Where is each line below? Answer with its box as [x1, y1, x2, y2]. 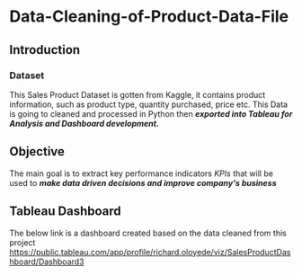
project [9, 236, 36, 248]
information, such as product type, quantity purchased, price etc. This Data [9, 99, 289, 110]
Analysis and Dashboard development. [9, 118, 160, 129]
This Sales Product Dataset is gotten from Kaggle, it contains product [9, 89, 266, 100]
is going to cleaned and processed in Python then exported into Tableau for [9, 108, 293, 119]
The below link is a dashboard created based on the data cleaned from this [9, 227, 288, 238]
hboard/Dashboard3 [9, 256, 84, 267]
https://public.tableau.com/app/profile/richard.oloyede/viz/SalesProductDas [9, 246, 291, 257]
